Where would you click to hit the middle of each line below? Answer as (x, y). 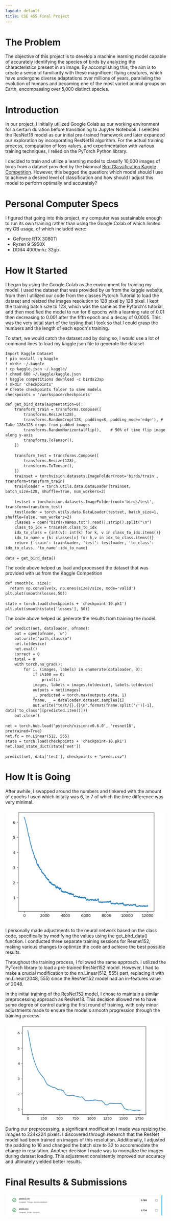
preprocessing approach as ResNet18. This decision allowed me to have (81, 999)
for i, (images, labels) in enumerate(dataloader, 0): (83, 669)
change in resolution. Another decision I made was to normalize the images (84, 1150)
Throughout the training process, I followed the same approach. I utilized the (86, 962)
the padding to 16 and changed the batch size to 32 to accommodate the (82, 1145)
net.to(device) (31, 644)
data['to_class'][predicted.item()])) (46, 711)
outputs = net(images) (57, 690)
